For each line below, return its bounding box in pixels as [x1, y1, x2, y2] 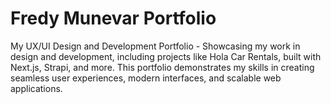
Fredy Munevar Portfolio [10, 7, 217, 30]
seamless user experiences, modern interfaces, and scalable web [10, 72, 282, 84]
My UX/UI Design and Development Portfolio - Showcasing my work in [10, 40, 301, 52]
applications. [10, 82, 63, 94]
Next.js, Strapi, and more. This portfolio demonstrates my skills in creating [10, 61, 315, 73]
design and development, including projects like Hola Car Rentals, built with [10, 50, 322, 62]
